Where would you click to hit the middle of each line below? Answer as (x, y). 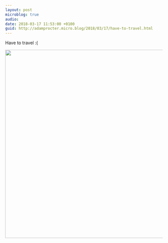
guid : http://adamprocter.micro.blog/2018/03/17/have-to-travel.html (79, 29)
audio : (12, 19)
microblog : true (22, 15)
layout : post (19, 10)
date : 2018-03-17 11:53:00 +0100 (40, 24)
